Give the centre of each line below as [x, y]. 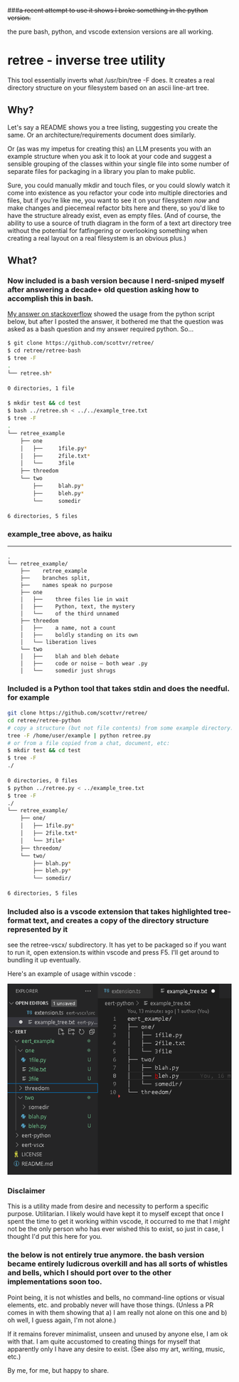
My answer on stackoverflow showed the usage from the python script [111, 314]
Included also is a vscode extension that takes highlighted [110, 911]
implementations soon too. [55, 1282]
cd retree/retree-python [44, 720]
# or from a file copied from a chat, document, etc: [89, 743]
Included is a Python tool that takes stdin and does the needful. [118, 688]
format [20, 920]
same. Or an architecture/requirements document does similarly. [102, 135]
